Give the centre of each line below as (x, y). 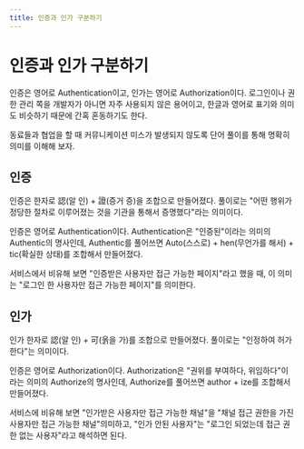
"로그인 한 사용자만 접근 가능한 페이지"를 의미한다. (107, 285)
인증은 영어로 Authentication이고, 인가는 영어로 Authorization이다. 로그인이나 (147, 93)
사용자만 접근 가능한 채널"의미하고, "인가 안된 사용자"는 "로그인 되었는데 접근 (145, 424)
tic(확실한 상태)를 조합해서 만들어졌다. (76, 254)
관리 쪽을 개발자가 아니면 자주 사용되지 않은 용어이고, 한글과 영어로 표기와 (148, 104)
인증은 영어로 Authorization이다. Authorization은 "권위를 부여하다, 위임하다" (145, 371)
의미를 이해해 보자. (42, 145)
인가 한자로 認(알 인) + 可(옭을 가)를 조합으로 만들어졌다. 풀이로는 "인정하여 (142, 340)
